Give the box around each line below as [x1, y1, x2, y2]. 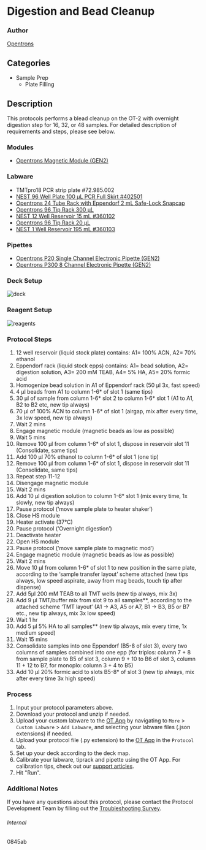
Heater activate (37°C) [15, 518, 73, 526]
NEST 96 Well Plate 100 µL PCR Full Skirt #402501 [15, 193, 143, 200]
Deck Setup [7, 276, 42, 285]
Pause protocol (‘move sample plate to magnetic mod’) [15, 544, 154, 551]
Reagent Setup [7, 305, 53, 314]
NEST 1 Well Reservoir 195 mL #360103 [15, 225, 115, 232]
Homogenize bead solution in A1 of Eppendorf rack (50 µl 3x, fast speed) [15, 381, 200, 389]
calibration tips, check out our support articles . [15, 762, 134, 770]
